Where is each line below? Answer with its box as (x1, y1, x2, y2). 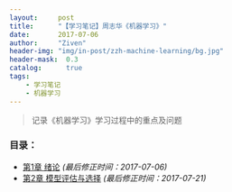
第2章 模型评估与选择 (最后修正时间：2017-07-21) (22, 172, 207, 183)
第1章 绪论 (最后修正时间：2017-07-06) (22, 161, 168, 172)
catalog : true (9, 64, 83, 73)
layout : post (9, 13, 75, 23)
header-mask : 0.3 (9, 55, 79, 64)
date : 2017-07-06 (9, 30, 99, 39)
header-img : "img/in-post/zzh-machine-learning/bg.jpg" (9, 47, 224, 56)
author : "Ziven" (9, 38, 88, 48)
